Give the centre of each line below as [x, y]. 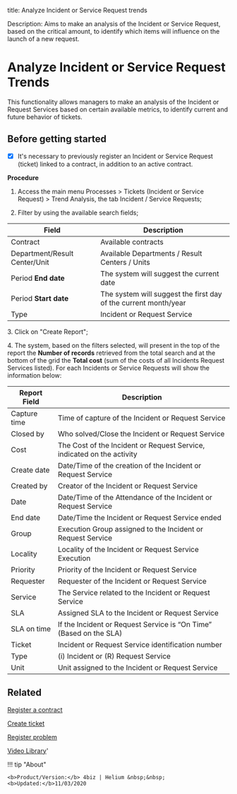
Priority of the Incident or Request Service [127, 570]
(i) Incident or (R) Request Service [114, 656]
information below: [35, 375]
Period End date [38, 278]
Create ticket [26, 723]
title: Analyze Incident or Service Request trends [78, 10]
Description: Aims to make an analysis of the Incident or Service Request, [114, 24]
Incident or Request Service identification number [140, 644]
